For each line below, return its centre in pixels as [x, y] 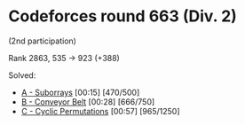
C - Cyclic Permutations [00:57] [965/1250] [100, 111]
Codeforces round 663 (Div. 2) [122, 16]
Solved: [22, 75]
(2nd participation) [43, 41]
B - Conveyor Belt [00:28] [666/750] [88, 102]
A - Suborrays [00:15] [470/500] [80, 92]
